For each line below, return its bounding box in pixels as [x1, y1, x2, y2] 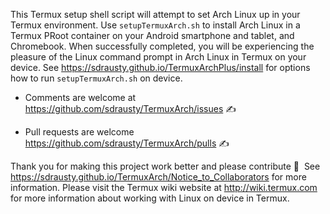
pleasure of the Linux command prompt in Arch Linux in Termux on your [10, 51, 307, 63]
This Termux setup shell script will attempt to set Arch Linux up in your [10, 9, 301, 20]
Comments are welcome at [24, 92, 137, 103]
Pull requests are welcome [24, 126, 135, 138]
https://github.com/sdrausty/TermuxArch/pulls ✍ [24, 137, 230, 149]
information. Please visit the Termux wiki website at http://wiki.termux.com [10, 182, 318, 193]
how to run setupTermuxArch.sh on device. [10, 72, 183, 84]
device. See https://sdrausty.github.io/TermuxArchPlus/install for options [10, 62, 311, 73]
